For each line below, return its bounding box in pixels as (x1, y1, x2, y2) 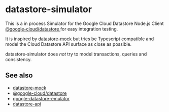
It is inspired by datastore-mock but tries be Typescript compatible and (5, 36, 154, 42)
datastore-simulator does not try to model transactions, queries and (5, 51, 147, 57)
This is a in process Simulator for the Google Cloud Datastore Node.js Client (5, 20, 164, 26)
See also (5, 71, 33, 80)
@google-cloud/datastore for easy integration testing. (5, 25, 118, 32)
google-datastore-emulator (12, 95, 70, 101)
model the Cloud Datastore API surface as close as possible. (5, 41, 132, 47)
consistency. (5, 56, 32, 62)
